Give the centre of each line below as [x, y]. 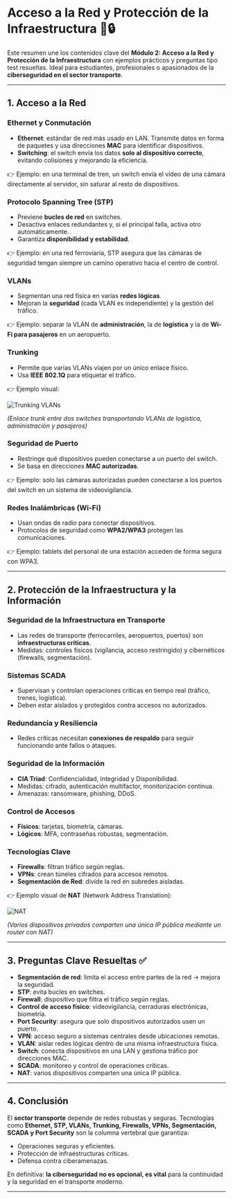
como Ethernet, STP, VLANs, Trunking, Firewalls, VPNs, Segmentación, [112, 1125]
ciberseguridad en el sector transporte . [65, 75]
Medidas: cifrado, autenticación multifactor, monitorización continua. [115, 786]
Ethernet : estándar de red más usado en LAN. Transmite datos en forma [121, 138]
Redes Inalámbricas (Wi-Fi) [54, 507]
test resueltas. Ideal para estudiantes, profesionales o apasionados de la [111, 67]
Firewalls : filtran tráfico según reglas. [71, 867]
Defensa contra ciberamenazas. [63, 1161]
